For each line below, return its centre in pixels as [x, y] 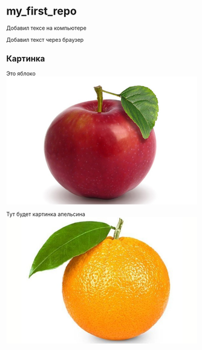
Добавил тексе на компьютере [46, 28]
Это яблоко [21, 73]
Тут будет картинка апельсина [46, 214]
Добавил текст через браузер [45, 39]
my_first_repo [41, 11]
